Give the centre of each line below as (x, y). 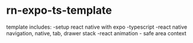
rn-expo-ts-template (59, 10)
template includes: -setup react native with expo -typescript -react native (97, 27)
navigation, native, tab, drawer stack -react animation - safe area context (96, 33)
